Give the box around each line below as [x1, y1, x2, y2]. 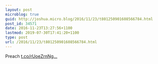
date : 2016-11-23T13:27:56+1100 [5, 26, 72, 31]
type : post [5, 35, 28, 40]
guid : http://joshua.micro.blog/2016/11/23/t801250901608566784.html [5, 16, 153, 21]
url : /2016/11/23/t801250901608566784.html [5, 40, 97, 45]
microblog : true [5, 12, 39, 17]
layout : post [5, 7, 32, 12]
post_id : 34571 [5, 21, 37, 26]
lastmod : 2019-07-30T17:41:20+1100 [5, 30, 79, 35]
